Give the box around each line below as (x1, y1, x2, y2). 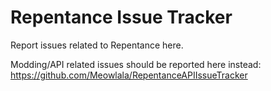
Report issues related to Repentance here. (10, 39, 184, 51)
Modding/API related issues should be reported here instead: (10, 58, 262, 70)
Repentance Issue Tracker (10, 6, 233, 29)
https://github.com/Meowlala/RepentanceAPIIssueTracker (10, 69, 248, 81)
